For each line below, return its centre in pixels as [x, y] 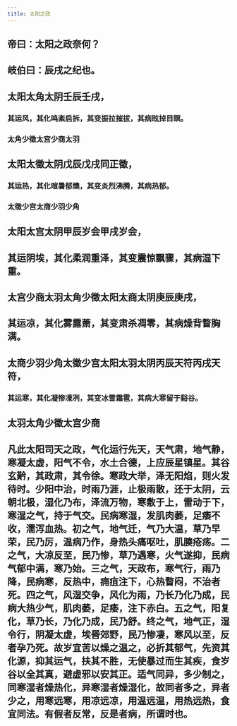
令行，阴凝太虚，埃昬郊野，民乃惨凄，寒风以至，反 [119, 635]
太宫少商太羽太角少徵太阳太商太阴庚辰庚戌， [105, 297]
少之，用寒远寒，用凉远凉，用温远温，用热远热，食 [119, 700]
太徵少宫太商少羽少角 [43, 207]
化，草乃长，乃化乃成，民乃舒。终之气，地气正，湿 [119, 621]
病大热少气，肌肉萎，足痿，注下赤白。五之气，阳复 [119, 608]
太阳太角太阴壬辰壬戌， [58, 96]
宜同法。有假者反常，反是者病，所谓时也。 [100, 714]
